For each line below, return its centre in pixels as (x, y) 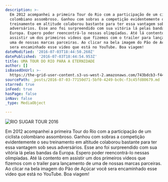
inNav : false (19, 98)
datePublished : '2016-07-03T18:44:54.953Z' (51, 56)
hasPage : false (21, 94)
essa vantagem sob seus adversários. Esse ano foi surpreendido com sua (81, 147)
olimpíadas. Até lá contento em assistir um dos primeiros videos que (75, 158)
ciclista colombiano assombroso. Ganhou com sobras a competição (75, 137)
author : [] (16, 66)
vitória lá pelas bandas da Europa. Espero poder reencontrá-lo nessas (77, 153)
